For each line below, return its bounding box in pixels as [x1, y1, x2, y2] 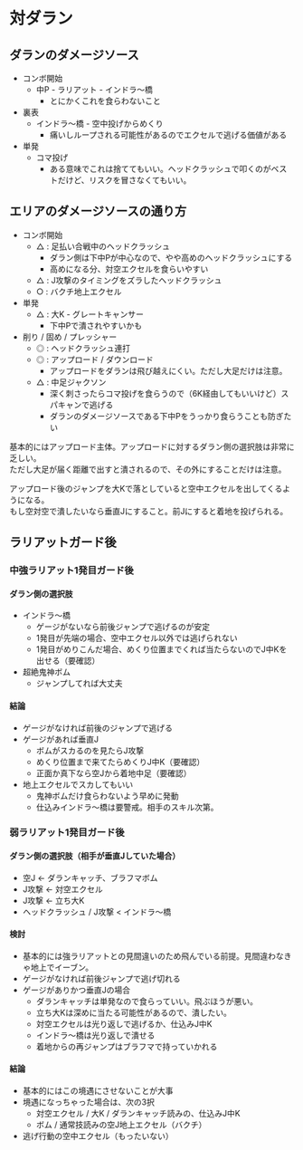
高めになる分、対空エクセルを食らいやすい [49, 264, 209, 274]
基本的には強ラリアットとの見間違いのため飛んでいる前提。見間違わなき [22, 950, 292, 961]
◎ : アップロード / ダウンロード [35, 354, 154, 365]
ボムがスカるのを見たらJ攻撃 [35, 744, 145, 756]
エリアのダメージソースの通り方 [9, 204, 187, 219]
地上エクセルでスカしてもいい [22, 779, 134, 790]
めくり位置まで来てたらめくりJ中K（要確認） [35, 756, 205, 767]
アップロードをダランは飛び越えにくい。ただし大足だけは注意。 [49, 365, 288, 376]
